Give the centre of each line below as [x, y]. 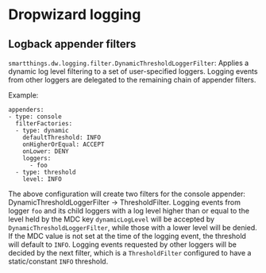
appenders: [26, 110]
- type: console [35, 117]
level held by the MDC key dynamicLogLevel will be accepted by [112, 219]
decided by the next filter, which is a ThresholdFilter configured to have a [130, 253]
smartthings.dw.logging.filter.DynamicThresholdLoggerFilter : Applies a [129, 63]
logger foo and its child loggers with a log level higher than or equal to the [129, 211]
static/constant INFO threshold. [58, 261]
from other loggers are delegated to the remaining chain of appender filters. [132, 80]
